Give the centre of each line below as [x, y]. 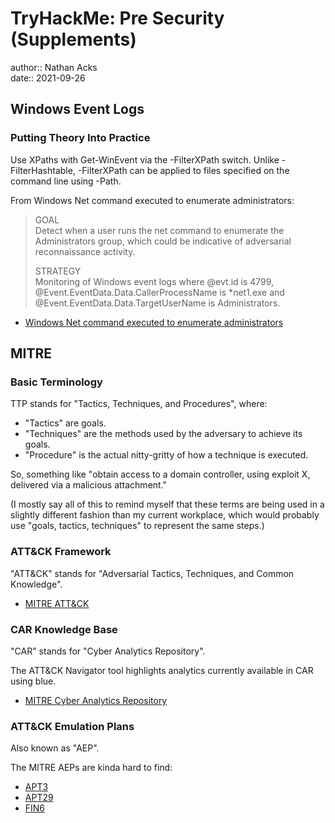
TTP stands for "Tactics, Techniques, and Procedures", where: [139, 404]
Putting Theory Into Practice [80, 138]
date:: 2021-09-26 [48, 78]
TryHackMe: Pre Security [117, 18]
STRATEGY [58, 271]
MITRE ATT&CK [57, 603]
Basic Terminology [56, 382]
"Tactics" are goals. [65, 423]
